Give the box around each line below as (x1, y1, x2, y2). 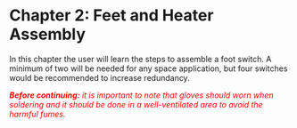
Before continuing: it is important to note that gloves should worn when (9, 90, 274, 100)
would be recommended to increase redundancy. (9, 72, 190, 83)
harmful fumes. (9, 108, 66, 119)
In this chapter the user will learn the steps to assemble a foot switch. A (9, 53, 272, 64)
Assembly (9, 24, 87, 44)
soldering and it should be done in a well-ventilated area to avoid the (9, 99, 263, 109)
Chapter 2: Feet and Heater (9, 5, 214, 26)
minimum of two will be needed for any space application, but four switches (9, 63, 288, 74)
